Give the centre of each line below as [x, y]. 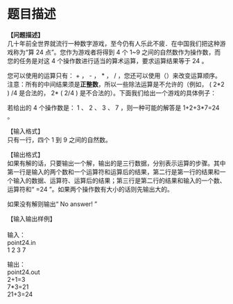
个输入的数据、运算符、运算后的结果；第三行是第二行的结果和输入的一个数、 [116, 180]
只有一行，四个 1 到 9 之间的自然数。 [60, 140]
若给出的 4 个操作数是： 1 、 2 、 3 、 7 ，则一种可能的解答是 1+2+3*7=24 [113, 108]
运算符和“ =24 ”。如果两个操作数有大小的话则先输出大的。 [90, 189]
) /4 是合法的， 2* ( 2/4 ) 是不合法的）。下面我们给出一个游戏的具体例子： [112, 93]
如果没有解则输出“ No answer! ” [52, 204]
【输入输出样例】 [32, 219]
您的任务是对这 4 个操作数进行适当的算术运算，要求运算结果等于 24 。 [107, 60]
